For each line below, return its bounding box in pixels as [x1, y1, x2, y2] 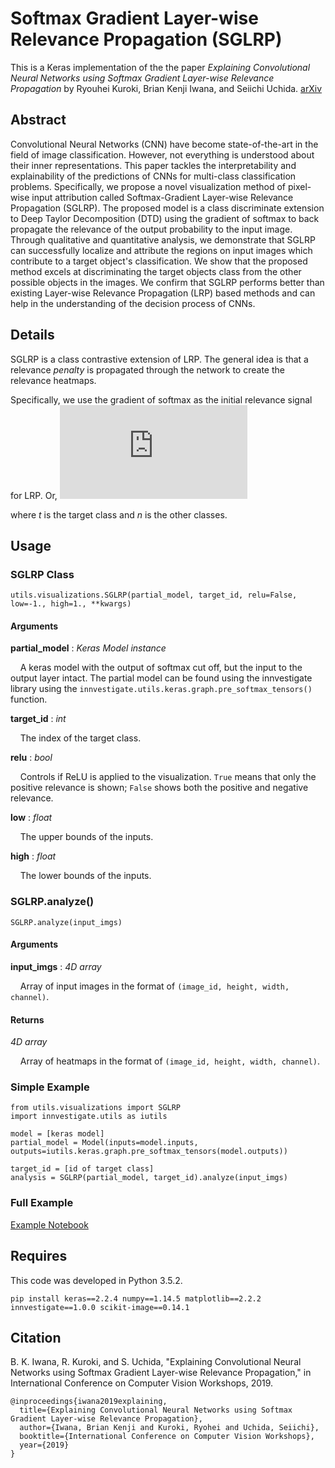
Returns [10, 1013, 45, 1026]
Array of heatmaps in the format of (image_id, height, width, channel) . [19, 1055, 321, 1067]
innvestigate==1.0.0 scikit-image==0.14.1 [10, 1302, 190, 1312]
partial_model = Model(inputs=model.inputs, [10, 1138, 199, 1148]
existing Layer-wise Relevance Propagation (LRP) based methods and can [10, 287, 316, 299]
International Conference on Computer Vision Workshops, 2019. [10, 1377, 274, 1389]
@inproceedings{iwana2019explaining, [10, 1397, 168, 1407]
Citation [10, 1329, 62, 1346]
